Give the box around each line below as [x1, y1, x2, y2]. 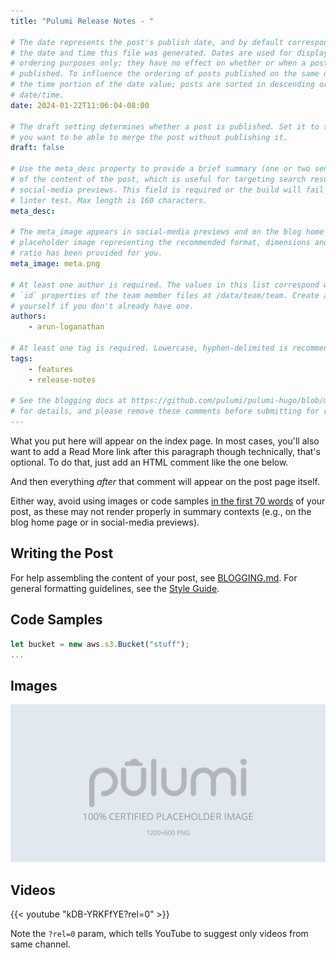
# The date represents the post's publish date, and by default [10, 37, 284, 47]
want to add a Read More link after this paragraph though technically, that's [10, 446, 321, 457]
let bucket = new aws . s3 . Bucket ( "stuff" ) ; [10, 639, 190, 649]
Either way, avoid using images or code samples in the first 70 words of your [10, 495, 326, 507]
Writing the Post [10, 545, 114, 562]
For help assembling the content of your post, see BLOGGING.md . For [10, 571, 298, 584]
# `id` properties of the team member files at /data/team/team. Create [10, 290, 320, 300]
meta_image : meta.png [10, 259, 101, 269]
